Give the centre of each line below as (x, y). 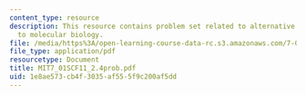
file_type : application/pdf (63, 52)
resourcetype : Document (55, 60)
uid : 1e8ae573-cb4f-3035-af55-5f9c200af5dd (93, 77)
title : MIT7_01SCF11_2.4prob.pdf (73, 69)
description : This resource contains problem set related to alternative (153, 26)
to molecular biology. (61, 34)
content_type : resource (55, 18)
